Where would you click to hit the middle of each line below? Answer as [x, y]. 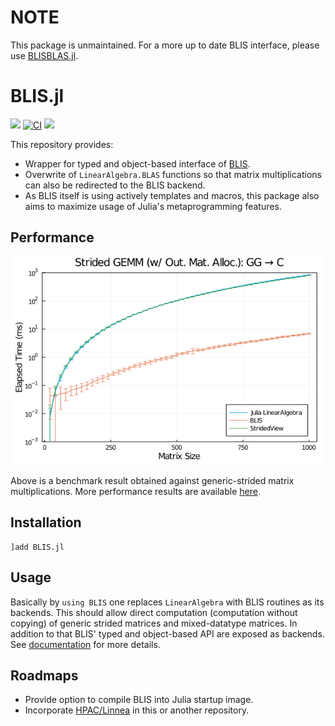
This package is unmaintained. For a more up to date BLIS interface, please [165, 45]
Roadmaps [44, 676]
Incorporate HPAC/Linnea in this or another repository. [137, 710]
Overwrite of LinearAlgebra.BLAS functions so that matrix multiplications [173, 174]
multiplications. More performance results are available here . [135, 492]
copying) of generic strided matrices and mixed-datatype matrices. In [154, 623]
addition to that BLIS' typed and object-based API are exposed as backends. [167, 633]
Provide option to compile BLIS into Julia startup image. [139, 700]
